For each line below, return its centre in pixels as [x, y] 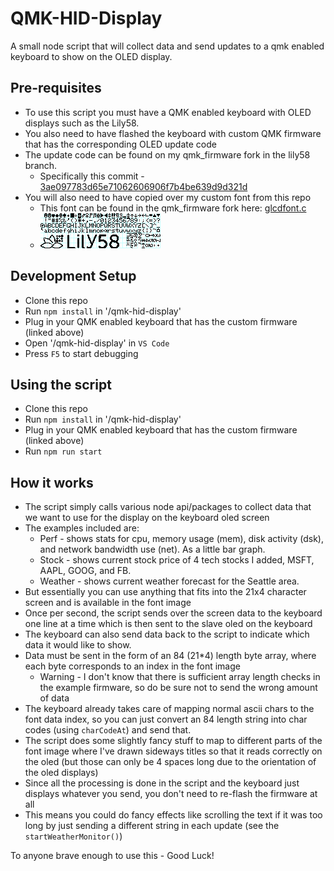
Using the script [61, 384]
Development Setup [73, 276]
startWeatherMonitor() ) [73, 836]
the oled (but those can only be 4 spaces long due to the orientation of [170, 762]
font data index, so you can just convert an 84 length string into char [166, 719]
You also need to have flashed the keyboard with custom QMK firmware [173, 133]
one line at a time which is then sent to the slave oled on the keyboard [168, 624]
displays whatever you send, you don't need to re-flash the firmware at [171, 794]
